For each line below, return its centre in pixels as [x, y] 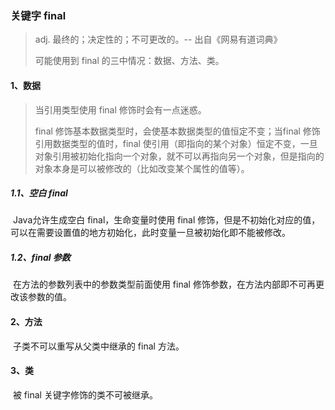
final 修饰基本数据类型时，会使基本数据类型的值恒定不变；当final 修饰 [177, 131]
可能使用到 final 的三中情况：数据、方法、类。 [129, 61]
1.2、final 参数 [40, 258]
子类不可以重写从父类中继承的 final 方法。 [98, 346]
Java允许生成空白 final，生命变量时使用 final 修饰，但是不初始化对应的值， [166, 220]
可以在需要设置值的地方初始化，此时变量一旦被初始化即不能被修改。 [150, 233]
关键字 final [38, 15]
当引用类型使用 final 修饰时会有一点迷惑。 [120, 109]
